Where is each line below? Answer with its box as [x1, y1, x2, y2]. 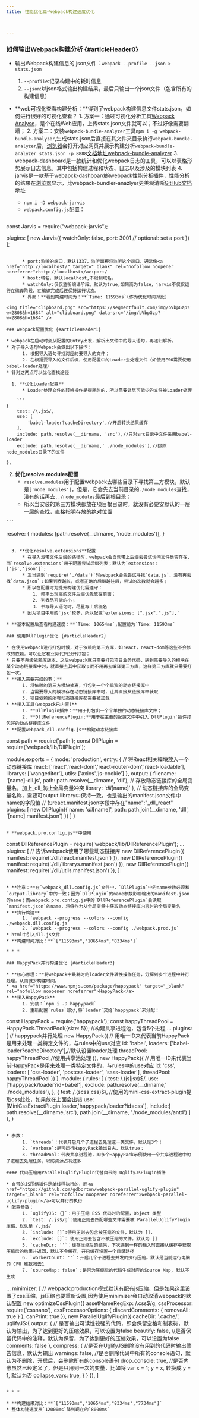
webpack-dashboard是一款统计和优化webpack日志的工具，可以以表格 [14, 157, 187, 164]
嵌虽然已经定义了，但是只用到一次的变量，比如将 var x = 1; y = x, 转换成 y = [6, 1364, 191, 1371]
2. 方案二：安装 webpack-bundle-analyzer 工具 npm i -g [26, 127, 157, 134]
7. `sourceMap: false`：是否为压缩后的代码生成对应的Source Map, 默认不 [21, 1267, 190, 1273]
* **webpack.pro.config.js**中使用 [6, 830, 91, 836]
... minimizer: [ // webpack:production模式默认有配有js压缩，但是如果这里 [6, 1285, 185, 1292]
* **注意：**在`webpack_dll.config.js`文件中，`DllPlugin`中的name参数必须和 [6, 884, 190, 891]
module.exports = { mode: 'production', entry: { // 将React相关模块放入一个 [6, 756, 189, 763]
